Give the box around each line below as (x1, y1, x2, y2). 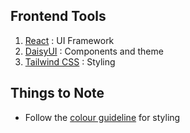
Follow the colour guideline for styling (24, 111, 181, 123)
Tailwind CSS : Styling (24, 55, 116, 68)
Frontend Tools (10, 8, 107, 25)
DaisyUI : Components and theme (24, 45, 164, 57)
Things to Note (10, 85, 105, 102)
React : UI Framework (24, 34, 115, 46)
